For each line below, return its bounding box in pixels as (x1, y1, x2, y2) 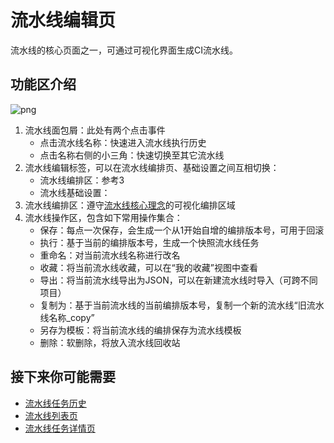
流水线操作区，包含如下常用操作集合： (24, 211, 183, 223)
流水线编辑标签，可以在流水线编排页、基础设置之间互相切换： (24, 161, 280, 173)
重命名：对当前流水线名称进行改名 (39, 249, 181, 261)
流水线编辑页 (10, 9, 117, 32)
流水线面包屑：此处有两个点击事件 (24, 124, 166, 136)
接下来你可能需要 (10, 369, 116, 386)
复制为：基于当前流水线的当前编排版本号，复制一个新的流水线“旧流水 (39, 299, 325, 311)
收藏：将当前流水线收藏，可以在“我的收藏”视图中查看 (39, 261, 258, 273)
